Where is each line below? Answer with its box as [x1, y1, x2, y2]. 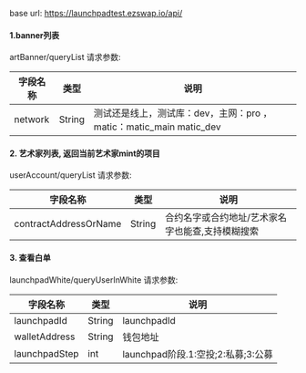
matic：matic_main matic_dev [93, 120, 221, 133]
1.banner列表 [9, 29, 60, 40]
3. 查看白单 [9, 253, 52, 263]
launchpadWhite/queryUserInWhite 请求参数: [9, 274, 178, 285]
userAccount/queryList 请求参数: [9, 170, 132, 181]
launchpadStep [14, 347, 79, 359]
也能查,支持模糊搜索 [174, 225, 260, 238]
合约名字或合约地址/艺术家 [165, 212, 278, 224]
